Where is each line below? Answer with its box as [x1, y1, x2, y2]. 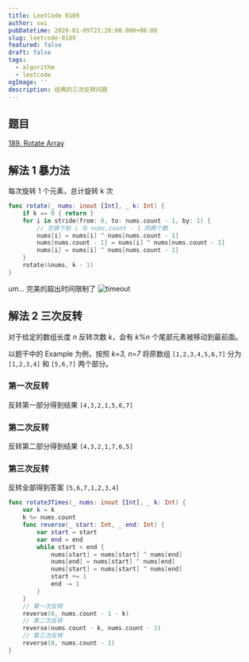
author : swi [8, 19, 48, 27]
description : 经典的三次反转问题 [8, 85, 109, 94]
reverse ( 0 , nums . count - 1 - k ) [22, 610, 129, 617]
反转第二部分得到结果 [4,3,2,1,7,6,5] [8, 442, 133, 451]
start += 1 [50, 573, 87, 581]
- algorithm [15, 64, 56, 72]
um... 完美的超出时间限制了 [8, 284, 97, 293]
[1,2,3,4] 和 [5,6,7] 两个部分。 [8, 358, 113, 368]
